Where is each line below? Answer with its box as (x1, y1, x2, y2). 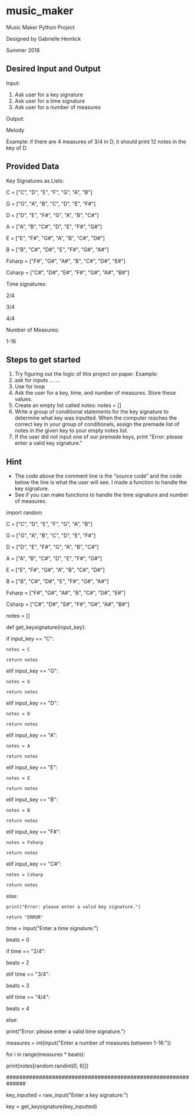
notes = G (6, 679, 31, 685)
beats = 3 (6, 982, 29, 989)
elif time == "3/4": (6, 970, 50, 978)
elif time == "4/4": (6, 994, 50, 1001)
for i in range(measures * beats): (6, 1051, 85, 1058)
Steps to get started (6, 354, 81, 365)
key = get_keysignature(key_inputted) (6, 1103, 97, 1110)
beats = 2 (6, 959, 29, 966)
